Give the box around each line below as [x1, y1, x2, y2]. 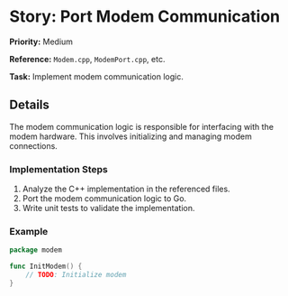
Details [9, 97, 49, 113]
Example [9, 225, 49, 237]
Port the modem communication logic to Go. [22, 193, 187, 204]
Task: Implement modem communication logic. [9, 70, 184, 82]
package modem [9, 245, 63, 254]
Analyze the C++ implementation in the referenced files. [22, 183, 231, 195]
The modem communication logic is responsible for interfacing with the [9, 121, 274, 132]
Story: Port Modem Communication [9, 6, 281, 27]
